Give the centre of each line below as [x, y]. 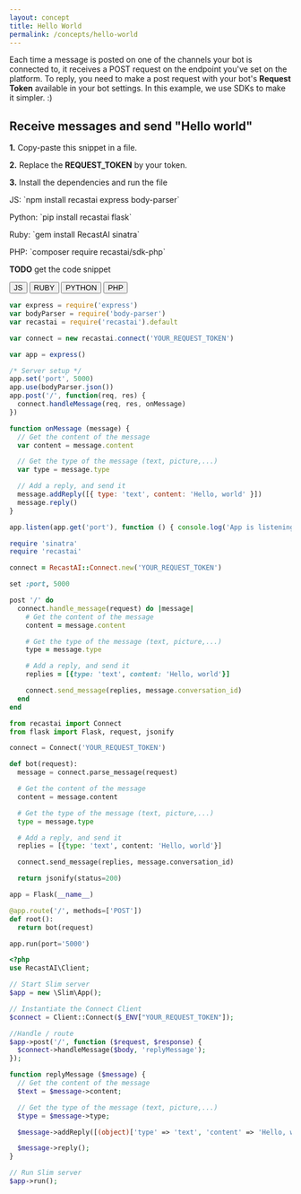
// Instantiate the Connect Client [76, 1009]
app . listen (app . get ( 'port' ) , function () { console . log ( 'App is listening [152, 527]
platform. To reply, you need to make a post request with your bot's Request [150, 79]
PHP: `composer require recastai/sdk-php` [87, 252]
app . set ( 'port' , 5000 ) [52, 379]
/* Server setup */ [46, 370]
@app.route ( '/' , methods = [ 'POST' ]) [76, 911]
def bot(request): [43, 764]
